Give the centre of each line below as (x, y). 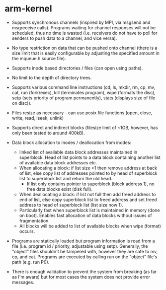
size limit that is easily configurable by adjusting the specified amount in (85, 53)
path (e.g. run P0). (31, 262)
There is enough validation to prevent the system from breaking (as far (84, 272)
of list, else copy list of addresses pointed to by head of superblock (88, 173)
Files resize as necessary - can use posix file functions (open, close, (82, 113)
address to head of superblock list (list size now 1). (71, 205)
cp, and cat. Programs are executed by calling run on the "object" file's (84, 257)
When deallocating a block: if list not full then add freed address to (87, 194)
